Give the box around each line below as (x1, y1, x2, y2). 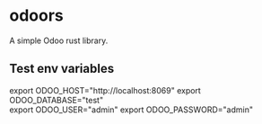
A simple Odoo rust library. (9, 35, 109, 46)
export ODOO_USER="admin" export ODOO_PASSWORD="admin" (9, 104, 254, 115)
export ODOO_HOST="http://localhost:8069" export (9, 84, 202, 95)
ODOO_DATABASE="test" (9, 94, 104, 105)
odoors (9, 5, 65, 26)
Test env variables (9, 61, 115, 76)
